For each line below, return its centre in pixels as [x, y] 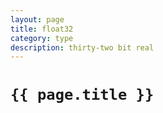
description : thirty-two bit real [82, 47]
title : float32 [42, 29]
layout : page [37, 19]
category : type [42, 38]
